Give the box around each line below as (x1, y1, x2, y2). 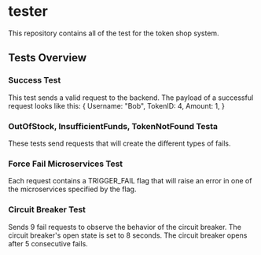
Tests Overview (8, 51, 87, 65)
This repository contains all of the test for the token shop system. (8, 28, 219, 38)
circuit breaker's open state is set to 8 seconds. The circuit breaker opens (8, 231, 248, 240)
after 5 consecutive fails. (8, 238, 88, 248)
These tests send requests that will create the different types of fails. (8, 139, 231, 148)
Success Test (8, 75, 61, 86)
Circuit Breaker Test (8, 204, 86, 215)
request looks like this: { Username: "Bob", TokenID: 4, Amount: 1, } (8, 101, 226, 110)
